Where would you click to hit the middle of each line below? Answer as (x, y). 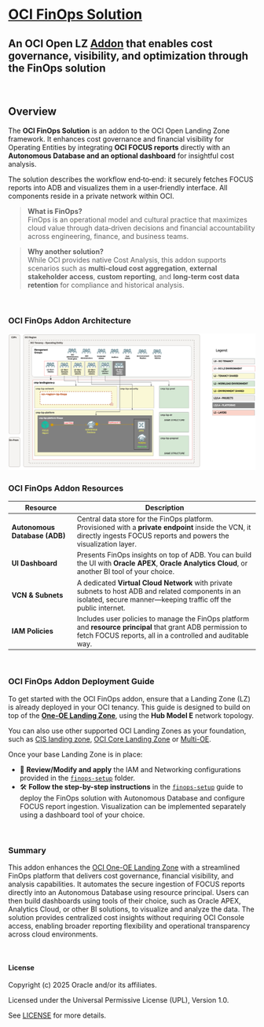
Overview (33, 112)
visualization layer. (107, 544)
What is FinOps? (55, 211)
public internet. (101, 608)
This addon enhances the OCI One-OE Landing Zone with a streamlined (124, 867)
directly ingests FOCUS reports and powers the (153, 536)
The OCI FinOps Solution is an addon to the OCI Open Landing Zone (119, 131)
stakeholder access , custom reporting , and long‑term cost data (133, 276)
